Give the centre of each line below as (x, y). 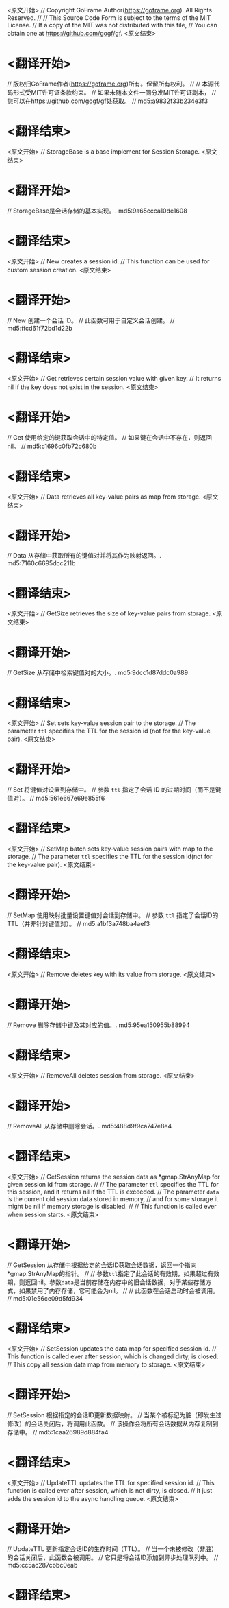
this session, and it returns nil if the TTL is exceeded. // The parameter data (113, 1192)
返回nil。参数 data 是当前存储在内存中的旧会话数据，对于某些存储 (115, 1282)
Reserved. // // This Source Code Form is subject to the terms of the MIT (109, 18)
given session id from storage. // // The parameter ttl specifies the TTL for (113, 1184)
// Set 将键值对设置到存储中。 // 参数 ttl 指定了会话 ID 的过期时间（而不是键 (114, 790)
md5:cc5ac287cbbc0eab (42, 1565)
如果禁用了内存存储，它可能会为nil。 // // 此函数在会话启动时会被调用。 (119, 1290)
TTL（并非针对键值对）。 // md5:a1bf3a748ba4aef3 (79, 924)
